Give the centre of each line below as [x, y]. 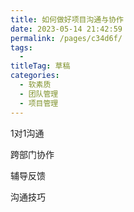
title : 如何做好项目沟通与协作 [67, 19]
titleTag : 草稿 [40, 66]
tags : [21, 47]
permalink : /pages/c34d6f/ [66, 38]
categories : [35, 76]
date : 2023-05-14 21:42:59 [66, 29]
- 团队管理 [39, 94]
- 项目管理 [39, 103]
